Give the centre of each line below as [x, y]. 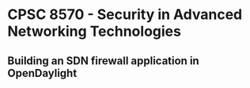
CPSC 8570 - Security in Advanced [125, 15]
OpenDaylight [42, 73]
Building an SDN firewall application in [103, 61]
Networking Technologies [94, 31]
